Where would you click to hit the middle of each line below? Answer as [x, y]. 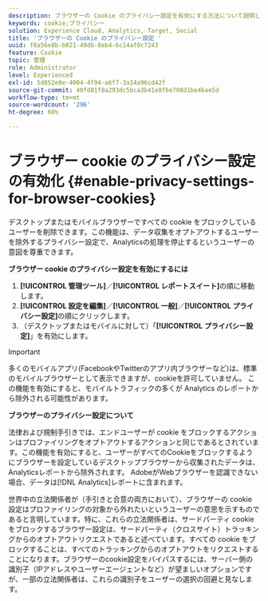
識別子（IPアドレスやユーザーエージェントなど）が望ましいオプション [123, 569]
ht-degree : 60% [33, 113]
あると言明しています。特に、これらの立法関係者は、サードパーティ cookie [131, 519]
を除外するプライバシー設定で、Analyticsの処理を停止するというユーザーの [132, 241]
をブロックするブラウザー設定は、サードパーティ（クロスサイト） [116, 529]
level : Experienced [41, 75]
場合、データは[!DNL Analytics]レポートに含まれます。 [98, 482]
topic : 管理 [27, 61]
